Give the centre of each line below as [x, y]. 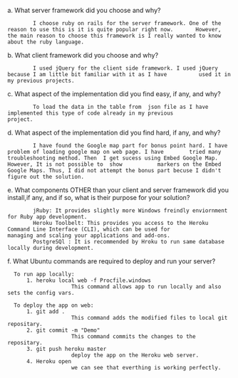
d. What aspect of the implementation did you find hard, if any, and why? [114, 132]
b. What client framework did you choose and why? [83, 55]
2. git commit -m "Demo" [63, 330]
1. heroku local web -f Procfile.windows [89, 280]
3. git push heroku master [66, 349]
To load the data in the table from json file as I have [121, 107]
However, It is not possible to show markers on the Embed [114, 164]
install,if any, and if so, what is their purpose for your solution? [99, 198]
